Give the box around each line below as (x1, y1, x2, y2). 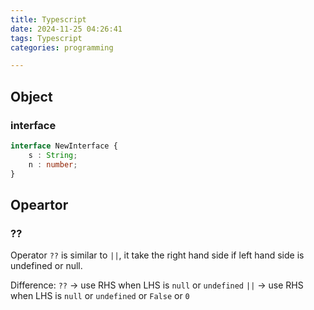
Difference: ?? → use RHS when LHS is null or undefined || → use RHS (10, 279, 304, 291)
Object (10, 88, 53, 105)
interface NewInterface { (10, 141, 118, 151)
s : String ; (28, 150, 78, 160)
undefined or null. (10, 260, 83, 272)
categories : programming (10, 42, 114, 53)
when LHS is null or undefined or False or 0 (10, 290, 190, 302)
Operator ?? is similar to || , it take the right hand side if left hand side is (10, 249, 305, 261)
